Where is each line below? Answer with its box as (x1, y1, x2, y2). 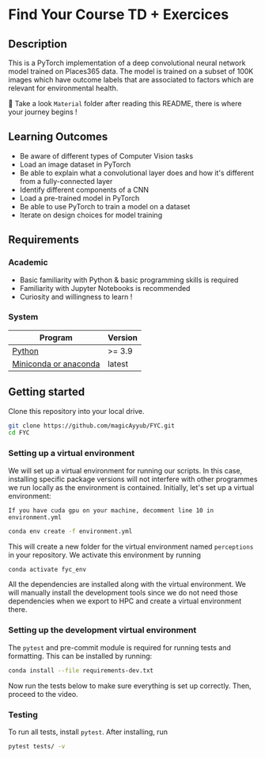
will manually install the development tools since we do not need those (8, 588, 239, 598)
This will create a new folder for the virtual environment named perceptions (8, 542, 254, 551)
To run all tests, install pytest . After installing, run (8, 727, 168, 737)
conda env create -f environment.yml (8, 527, 133, 535)
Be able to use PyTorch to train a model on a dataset (19, 201, 191, 211)
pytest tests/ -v (8, 742, 66, 750)
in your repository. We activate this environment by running (8, 549, 202, 560)
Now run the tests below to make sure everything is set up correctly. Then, (8, 680, 252, 691)
